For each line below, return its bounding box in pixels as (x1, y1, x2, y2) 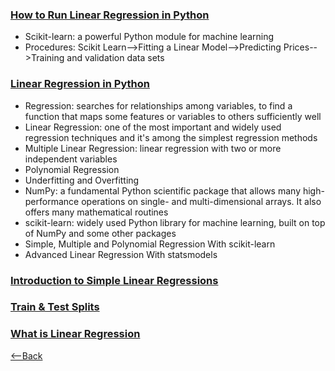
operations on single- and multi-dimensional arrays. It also (81, 195, 322, 207)
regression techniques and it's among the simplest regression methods (24, 131, 318, 143)
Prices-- (283, 41, 318, 53)
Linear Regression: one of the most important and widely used (24, 121, 282, 133)
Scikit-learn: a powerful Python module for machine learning (24, 31, 274, 43)
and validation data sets (66, 52, 165, 64)
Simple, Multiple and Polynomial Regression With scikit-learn (24, 238, 276, 250)
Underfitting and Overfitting (24, 174, 140, 186)
